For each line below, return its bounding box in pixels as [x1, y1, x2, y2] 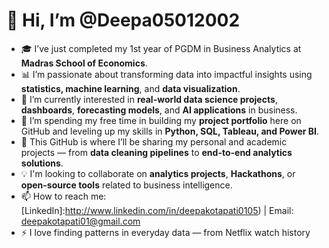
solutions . [20, 157, 64, 169]
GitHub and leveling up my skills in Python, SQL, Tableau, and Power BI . [20, 125, 320, 137]
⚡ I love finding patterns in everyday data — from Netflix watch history [20, 226, 311, 238]
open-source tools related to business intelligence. [20, 179, 233, 191]
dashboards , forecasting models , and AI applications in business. [20, 104, 298, 116]
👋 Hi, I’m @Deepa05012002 [6, 9, 241, 32]
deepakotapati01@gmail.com [20, 215, 141, 227]
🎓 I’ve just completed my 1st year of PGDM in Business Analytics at [20, 42, 302, 54]
